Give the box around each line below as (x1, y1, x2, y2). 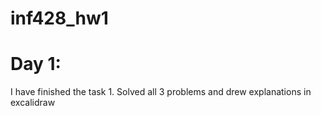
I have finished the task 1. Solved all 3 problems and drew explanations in (10, 86, 312, 98)
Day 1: (10, 53, 62, 76)
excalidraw (10, 97, 56, 109)
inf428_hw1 (10, 7, 109, 30)
